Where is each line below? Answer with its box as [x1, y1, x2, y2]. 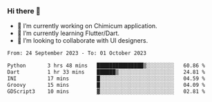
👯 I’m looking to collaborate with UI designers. [17, 37, 148, 45]
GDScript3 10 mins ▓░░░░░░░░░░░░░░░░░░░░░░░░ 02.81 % [7, 88, 206, 95]
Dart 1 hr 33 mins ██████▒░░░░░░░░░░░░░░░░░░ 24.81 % [7, 69, 206, 76]
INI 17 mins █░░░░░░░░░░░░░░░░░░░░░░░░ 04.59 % [7, 75, 206, 82]
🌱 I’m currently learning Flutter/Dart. [17, 29, 119, 37]
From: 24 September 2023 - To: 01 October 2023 [7, 50, 147, 57]
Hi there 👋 [7, 6, 41, 16]
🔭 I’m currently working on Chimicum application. [17, 22, 157, 30]
